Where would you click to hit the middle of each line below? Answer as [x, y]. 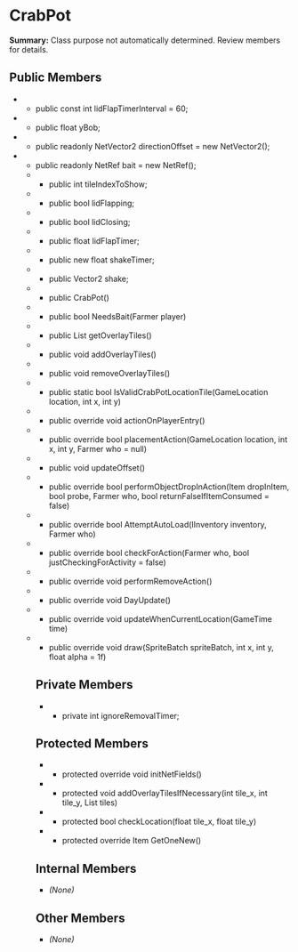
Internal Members [86, 868]
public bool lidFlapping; [92, 203]
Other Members [80, 918]
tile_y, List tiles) [90, 803]
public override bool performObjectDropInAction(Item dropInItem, [169, 487]
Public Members [56, 78]
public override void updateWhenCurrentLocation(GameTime [161, 618]
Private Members [84, 685]
